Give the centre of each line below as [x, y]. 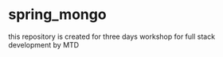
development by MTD [44, 44]
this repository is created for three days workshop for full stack [112, 36]
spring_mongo [57, 15]
